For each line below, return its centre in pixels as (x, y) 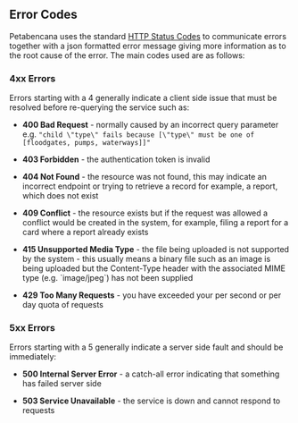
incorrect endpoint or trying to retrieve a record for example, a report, (150, 186)
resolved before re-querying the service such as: (99, 107)
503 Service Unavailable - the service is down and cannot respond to (151, 401)
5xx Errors (32, 328)
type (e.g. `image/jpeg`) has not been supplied (108, 278)
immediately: (33, 357)
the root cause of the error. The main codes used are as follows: (127, 55)
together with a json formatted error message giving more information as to (148, 46)
